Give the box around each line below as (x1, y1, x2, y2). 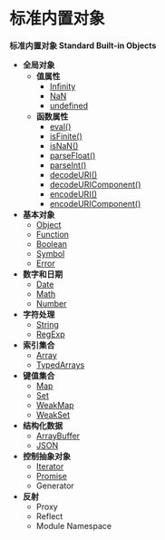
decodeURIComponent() (49, 179, 141, 190)
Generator (35, 480, 74, 491)
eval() (49, 121, 72, 132)
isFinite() (49, 131, 83, 142)
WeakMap (35, 399, 74, 410)
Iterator (35, 460, 64, 472)
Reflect (35, 510, 63, 522)
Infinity (49, 81, 76, 92)
